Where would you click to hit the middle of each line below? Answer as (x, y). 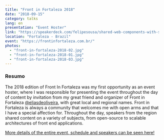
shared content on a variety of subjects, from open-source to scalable (76, 118)
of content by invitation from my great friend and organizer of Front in (75, 97)
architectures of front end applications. (44, 123)
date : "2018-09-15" (25, 14)
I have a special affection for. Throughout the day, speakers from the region (81, 113)
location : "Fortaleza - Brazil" (38, 37)
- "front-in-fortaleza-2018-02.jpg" (47, 50)
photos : (13, 46)
